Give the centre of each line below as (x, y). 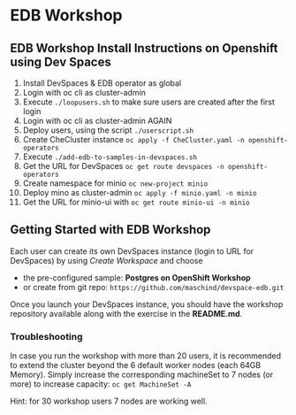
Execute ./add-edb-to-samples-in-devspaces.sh (110, 157)
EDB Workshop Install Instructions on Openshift (144, 48)
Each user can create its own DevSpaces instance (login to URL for (132, 251)
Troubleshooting (46, 336)
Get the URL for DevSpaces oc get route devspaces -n (123, 166)
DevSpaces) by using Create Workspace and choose (106, 260)
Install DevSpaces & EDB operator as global (102, 83)
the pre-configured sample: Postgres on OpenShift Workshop (137, 277)
